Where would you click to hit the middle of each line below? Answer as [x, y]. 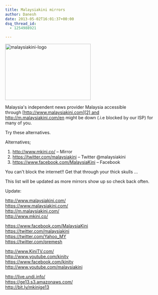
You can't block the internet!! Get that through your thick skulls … [72, 172]
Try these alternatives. [28, 133]
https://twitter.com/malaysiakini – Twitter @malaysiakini [69, 157]
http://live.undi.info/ [25, 277]
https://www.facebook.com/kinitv [39, 262]
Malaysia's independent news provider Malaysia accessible [66, 107]
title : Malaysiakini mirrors [35, 10]
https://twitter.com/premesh [34, 242]
